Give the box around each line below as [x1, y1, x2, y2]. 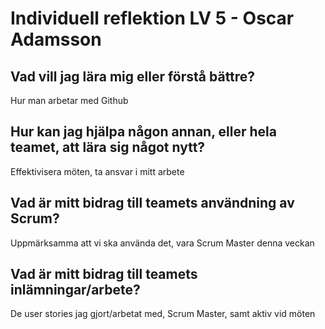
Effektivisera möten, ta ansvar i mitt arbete [10, 165, 185, 177]
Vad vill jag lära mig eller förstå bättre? [10, 68, 256, 85]
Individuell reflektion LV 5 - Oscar [10, 7, 295, 30]
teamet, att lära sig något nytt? [10, 139, 206, 156]
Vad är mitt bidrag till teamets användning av [10, 195, 295, 212]
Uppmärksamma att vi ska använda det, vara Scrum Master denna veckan [10, 237, 315, 249]
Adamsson [10, 28, 102, 51]
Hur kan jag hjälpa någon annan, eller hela [10, 123, 277, 141]
